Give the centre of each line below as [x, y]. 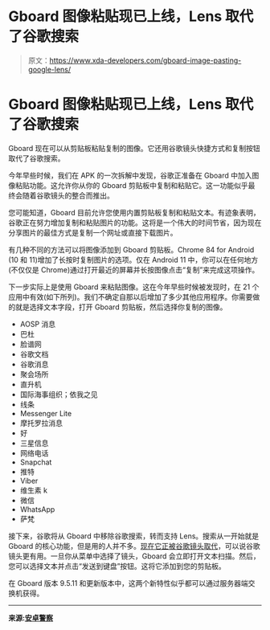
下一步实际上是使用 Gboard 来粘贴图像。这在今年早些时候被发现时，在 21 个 [134, 287]
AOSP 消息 [38, 324]
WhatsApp [37, 509]
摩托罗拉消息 [41, 423]
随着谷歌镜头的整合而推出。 [68, 195]
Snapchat [36, 462]
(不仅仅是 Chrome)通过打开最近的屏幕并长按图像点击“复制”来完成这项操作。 [134, 269]
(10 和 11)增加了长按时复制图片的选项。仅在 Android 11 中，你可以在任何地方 [133, 260]
